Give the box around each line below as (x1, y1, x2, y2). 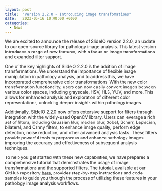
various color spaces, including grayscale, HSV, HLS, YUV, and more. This (5, 89, 154, 95)
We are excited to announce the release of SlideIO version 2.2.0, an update (5, 38, 156, 44)
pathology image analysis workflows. (5, 180, 79, 186)
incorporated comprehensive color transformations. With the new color (5, 79, 147, 85)
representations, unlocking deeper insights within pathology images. (5, 100, 143, 105)
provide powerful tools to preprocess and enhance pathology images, (5, 135, 145, 141)
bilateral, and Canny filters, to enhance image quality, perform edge (5, 124, 141, 130)
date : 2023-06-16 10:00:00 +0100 (5, 16, 77, 21)
